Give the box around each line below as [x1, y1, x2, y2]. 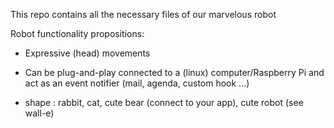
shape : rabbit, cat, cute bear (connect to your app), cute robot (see [24, 97, 304, 108]
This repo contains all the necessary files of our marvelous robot [10, 9, 277, 20]
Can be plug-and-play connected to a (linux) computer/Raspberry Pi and [24, 67, 325, 78]
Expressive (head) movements [24, 47, 151, 59]
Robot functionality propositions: [10, 28, 145, 39]
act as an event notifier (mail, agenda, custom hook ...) [24, 77, 250, 89]
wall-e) [24, 107, 55, 119]
